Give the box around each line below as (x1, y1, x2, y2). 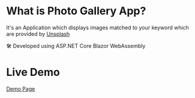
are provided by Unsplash (6, 30, 70, 37)
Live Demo (6, 66, 60, 79)
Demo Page (6, 85, 35, 92)
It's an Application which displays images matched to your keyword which (6, 24, 189, 31)
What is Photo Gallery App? (6, 4, 146, 18)
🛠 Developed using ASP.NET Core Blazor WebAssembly (6, 42, 146, 49)
